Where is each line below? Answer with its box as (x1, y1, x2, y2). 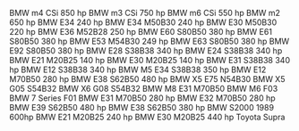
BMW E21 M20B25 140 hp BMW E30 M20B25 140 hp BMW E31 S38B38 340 (9, 55, 291, 65)
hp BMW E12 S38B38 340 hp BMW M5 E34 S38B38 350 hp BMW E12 (9, 64, 267, 75)
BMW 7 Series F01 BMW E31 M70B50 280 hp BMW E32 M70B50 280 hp (9, 93, 276, 103)
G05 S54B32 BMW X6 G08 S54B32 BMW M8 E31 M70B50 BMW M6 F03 (9, 84, 278, 94)
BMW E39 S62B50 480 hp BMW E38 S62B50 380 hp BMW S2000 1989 (9, 102, 275, 112)
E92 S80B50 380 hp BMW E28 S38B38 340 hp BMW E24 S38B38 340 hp (9, 45, 283, 56)
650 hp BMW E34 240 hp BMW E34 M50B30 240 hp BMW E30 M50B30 (9, 17, 278, 28)
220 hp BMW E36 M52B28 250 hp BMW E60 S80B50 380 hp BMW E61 (9, 27, 273, 37)
